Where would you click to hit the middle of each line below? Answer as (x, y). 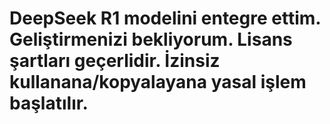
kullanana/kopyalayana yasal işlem (158, 82)
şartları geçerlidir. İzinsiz (115, 61)
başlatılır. (49, 103)
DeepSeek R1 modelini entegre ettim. (165, 18)
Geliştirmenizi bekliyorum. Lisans (151, 39)
